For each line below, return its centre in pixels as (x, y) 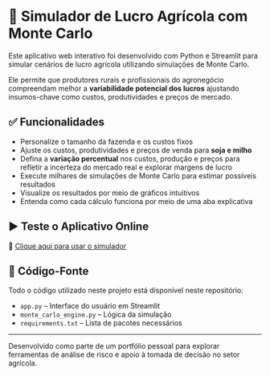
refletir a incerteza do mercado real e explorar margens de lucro (126, 167)
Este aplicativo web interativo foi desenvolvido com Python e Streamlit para (133, 55)
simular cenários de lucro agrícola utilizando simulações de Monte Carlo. (129, 64)
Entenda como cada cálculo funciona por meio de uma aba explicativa (136, 201)
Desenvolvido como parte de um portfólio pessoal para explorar (114, 346)
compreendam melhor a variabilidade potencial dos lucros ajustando (124, 88)
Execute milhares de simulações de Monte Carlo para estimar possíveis (138, 175)
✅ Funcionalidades (57, 123)
